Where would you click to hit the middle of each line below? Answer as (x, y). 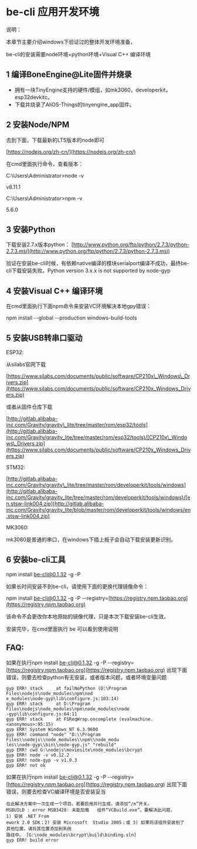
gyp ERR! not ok (26, 765)
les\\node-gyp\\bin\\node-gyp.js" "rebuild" (61, 745)
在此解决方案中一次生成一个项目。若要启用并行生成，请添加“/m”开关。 (79, 804)
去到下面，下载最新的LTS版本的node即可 (55, 140)
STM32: (16, 467)
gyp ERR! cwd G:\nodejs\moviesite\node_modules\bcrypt (74, 750)
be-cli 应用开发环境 (53, 12)
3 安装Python (31, 229)
